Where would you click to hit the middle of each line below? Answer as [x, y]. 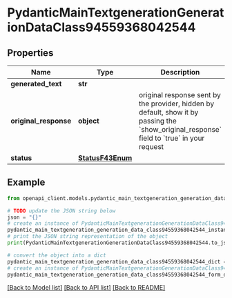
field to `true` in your [172, 138]
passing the [158, 121]
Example [26, 182]
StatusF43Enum [105, 158]
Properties [30, 53]
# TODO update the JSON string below [61, 211]
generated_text [36, 84]
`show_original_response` [181, 129]
